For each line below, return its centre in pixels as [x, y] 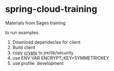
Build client [24, 47]
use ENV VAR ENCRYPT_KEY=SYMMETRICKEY [61, 58]
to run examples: [22, 32]
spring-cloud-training [51, 9]
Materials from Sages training [35, 23]
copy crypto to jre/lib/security [43, 53]
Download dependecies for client [46, 42]
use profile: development [38, 63]
